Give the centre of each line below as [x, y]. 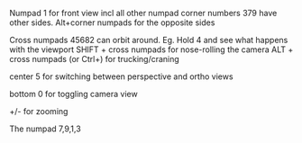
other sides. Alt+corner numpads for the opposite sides [112, 22]
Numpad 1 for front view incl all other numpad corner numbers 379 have [143, 13]
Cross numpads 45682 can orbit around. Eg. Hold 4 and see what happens [149, 40]
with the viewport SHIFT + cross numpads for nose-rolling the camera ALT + [151, 49]
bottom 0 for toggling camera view [73, 94]
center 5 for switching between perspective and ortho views [121, 76]
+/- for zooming [39, 111]
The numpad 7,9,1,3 [45, 129]
